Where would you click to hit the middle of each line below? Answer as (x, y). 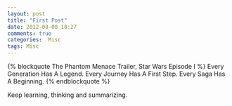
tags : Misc (23, 46)
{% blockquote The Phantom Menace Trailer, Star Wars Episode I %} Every (116, 66)
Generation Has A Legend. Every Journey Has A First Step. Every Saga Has (116, 74)
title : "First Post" (38, 20)
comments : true (30, 33)
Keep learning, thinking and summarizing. (67, 95)
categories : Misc (34, 40)
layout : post (26, 14)
